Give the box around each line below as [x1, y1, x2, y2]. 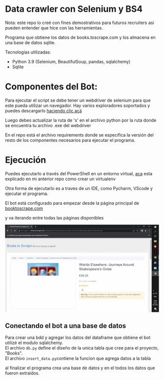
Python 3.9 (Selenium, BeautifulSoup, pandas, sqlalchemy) [12, 58, 131, 64]
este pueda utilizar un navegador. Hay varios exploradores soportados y [5, 102, 150, 109]
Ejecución [5, 155, 46, 165]
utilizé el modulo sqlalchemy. [5, 340, 63, 346]
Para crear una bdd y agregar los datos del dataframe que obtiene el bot [5, 335, 151, 341]
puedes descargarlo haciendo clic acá [5, 108, 82, 113]
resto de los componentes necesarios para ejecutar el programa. [5, 137, 136, 143]
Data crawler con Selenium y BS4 [5, 3, 143, 15]
